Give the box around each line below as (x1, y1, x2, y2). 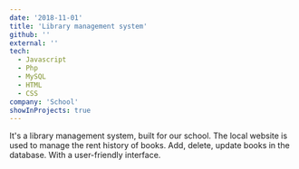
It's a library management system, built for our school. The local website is (9, 130, 288, 141)
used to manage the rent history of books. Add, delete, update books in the (9, 140, 290, 151)
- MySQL (17, 72, 47, 81)
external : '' (9, 38, 59, 48)
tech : (9, 47, 30, 56)
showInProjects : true (9, 106, 92, 115)
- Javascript (17, 55, 67, 64)
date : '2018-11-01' (9, 13, 83, 23)
